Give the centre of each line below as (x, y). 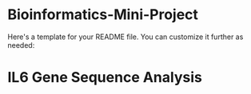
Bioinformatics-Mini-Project (103, 15)
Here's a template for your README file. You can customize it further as (125, 37)
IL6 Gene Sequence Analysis (105, 78)
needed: (21, 45)
